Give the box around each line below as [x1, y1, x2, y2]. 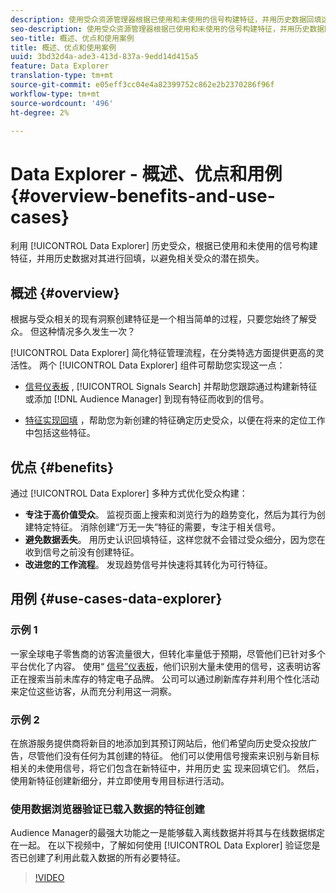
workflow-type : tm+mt [10, 89, 101, 99]
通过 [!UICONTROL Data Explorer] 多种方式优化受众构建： [10, 487, 248, 499]
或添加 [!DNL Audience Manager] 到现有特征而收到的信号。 [24, 393, 270, 405]
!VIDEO [34, 872, 65, 884]
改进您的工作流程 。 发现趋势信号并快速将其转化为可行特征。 [24, 558, 273, 570]
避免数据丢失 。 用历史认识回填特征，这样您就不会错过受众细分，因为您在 [24, 533, 326, 545]
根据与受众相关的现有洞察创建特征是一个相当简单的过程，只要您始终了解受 [10, 313, 317, 325]
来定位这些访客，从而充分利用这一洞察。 [10, 685, 177, 697]
